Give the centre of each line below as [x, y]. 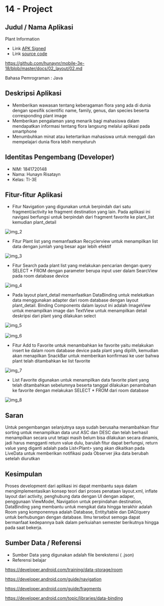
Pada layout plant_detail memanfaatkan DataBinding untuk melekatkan [83, 295]
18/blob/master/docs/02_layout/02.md [44, 68]
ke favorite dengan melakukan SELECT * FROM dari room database [80, 390]
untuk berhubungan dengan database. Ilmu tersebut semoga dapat [73, 517]
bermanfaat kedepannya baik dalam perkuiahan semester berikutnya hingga [82, 523]
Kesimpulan [24, 474]
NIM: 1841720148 [30, 169]
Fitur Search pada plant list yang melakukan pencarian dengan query [82, 266]
